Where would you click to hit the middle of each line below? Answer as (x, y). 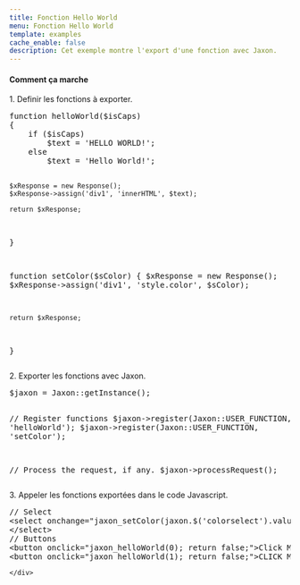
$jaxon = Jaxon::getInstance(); (80, 393)
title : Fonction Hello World (63, 17)
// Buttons (33, 539)
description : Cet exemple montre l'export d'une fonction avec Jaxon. (143, 51)
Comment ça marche (49, 79)
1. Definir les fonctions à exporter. (71, 99)
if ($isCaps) (56, 134)
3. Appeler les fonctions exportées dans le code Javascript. (119, 495)
